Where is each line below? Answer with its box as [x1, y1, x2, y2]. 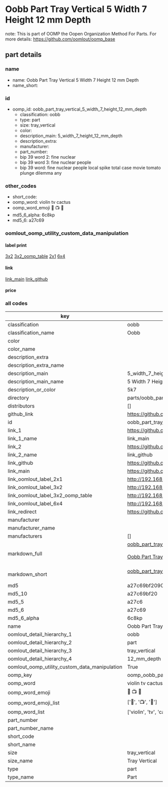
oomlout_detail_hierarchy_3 [7, 647, 72, 654]
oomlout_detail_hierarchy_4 [7, 655, 72, 662]
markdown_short [7, 571, 47, 578]
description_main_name [7, 378, 64, 385]
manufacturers [7, 533, 42, 540]
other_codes [5, 182, 36, 189]
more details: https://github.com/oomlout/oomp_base [5, 36, 115, 42]
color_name [7, 345, 35, 352]
